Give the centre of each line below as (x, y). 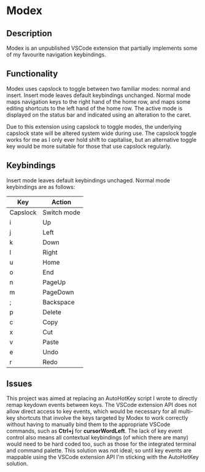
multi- (185, 411)
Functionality (32, 74)
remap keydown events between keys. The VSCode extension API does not (102, 405)
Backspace (59, 302)
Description (29, 33)
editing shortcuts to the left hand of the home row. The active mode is (95, 108)
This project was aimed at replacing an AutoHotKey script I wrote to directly (102, 398)
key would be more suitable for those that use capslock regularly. (89, 146)
